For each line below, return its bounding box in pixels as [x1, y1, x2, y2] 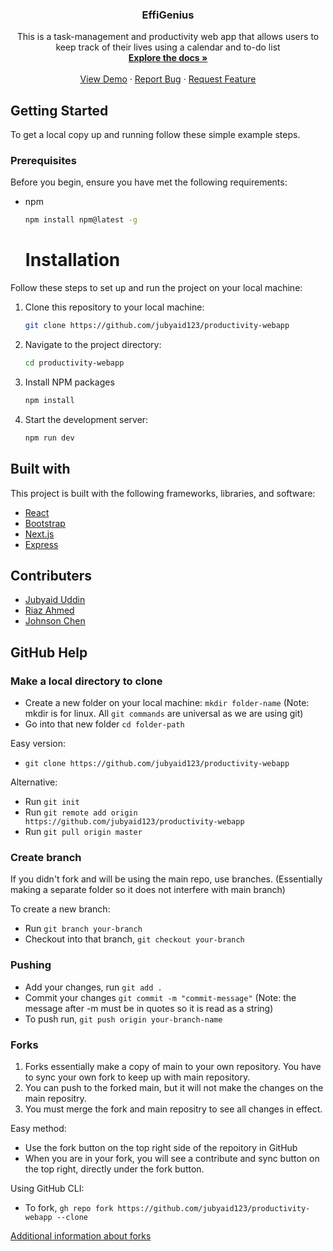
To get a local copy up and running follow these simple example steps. [10, 129, 301, 141]
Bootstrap [24, 517, 66, 529]
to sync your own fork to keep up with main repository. [24, 1071, 251, 1083]
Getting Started [10, 102, 109, 119]
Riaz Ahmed [24, 604, 75, 617]
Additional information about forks [10, 1229, 152, 1242]
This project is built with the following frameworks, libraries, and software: [10, 487, 316, 499]
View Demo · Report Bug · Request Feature [79, 73, 257, 85]
